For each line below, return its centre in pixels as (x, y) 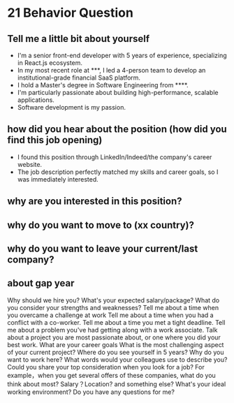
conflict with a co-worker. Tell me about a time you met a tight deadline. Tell (116, 322)
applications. (36, 100)
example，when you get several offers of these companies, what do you (112, 375)
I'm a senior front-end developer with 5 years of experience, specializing (122, 55)
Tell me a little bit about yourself (79, 39)
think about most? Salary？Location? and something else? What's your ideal (117, 384)
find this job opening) (55, 140)
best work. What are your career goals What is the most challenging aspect (116, 344)
